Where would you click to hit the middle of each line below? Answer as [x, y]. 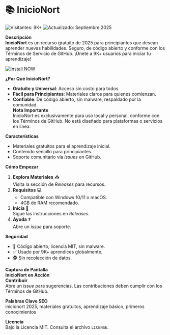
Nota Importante [31, 110]
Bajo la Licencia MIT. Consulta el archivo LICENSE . [57, 327]
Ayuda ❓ [22, 219]
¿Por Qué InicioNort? [28, 78]
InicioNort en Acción [27, 275]
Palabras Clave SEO [26, 301]
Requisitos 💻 [27, 190]
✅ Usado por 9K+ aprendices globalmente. [58, 252]
